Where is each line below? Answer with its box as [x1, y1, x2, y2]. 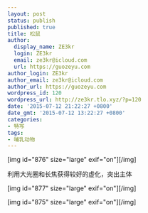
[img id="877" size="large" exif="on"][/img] [7, 184, 137, 192]
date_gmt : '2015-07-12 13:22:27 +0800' [7, 109, 126, 116]
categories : [7, 116, 43, 123]
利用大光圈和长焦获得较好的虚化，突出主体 [7, 170, 132, 178]
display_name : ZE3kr [14, 43, 75, 50]
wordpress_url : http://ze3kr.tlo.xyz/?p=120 [7, 97, 142, 104]
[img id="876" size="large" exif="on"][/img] [7, 155, 137, 164]
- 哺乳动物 [7, 136, 36, 143]
